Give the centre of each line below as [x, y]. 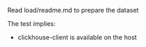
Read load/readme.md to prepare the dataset [73, 10]
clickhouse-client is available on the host [77, 37]
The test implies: [32, 23]
